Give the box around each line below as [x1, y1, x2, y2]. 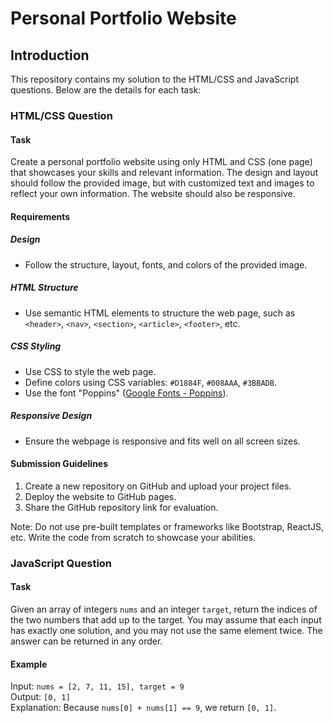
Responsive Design [10, 410, 93, 422]
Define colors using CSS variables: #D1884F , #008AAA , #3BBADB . [24, 376, 277, 388]
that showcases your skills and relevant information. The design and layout [10, 167, 319, 179]
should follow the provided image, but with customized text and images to [10, 177, 315, 189]
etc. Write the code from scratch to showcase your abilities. [10, 531, 257, 543]
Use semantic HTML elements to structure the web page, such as [24, 307, 296, 319]
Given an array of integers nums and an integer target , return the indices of [10, 603, 318, 615]
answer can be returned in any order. [10, 635, 163, 647]
